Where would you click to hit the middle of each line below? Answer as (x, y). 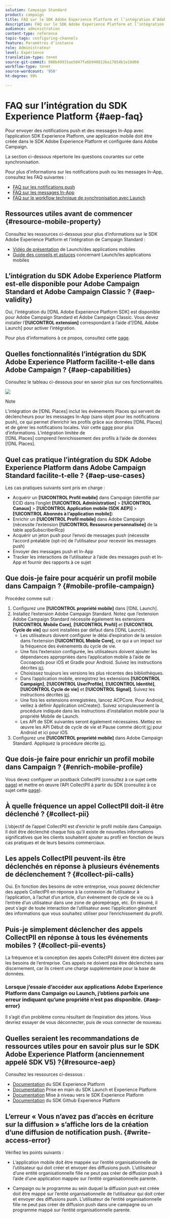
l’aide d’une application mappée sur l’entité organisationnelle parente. (85, 1178)
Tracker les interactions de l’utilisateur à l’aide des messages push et (84, 557)
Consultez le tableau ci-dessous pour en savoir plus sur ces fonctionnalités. (84, 382)
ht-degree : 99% (21, 76)
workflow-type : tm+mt (28, 67)
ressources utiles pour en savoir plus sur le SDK (82, 1046)
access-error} (28, 1140)
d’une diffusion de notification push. (64, 1132)
